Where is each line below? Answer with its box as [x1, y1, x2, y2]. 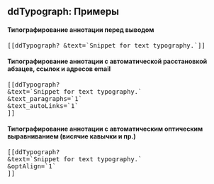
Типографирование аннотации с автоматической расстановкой [7, 57, 208, 66]
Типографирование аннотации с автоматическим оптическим [7, 124, 203, 134]
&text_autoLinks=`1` [7, 102, 79, 109]
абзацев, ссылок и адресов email [7, 65, 111, 73]
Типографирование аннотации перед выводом [7, 25, 154, 34]
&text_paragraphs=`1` [7, 94, 83, 102]
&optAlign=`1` [7, 163, 57, 170]
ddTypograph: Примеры [7, 6, 119, 18]
